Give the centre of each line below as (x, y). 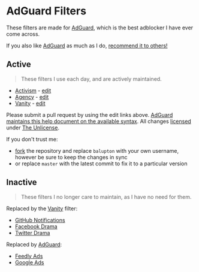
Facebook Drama (36, 226)
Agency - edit (32, 96)
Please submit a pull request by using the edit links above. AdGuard (90, 114)
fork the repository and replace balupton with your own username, (97, 150)
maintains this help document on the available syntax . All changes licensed (99, 121)
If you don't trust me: (32, 139)
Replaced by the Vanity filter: (42, 208)
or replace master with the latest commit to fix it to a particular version (101, 164)
